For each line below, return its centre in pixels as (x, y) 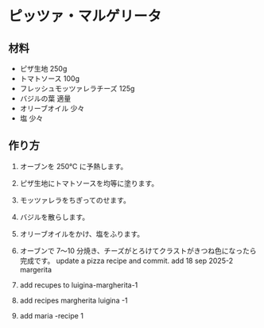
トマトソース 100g (49, 79)
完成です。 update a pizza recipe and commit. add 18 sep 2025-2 (126, 260)
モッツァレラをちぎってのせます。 (75, 200)
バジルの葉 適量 (45, 98)
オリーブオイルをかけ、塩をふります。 (82, 233)
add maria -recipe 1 (51, 315)
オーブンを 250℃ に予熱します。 (74, 166)
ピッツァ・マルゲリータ (85, 16)
